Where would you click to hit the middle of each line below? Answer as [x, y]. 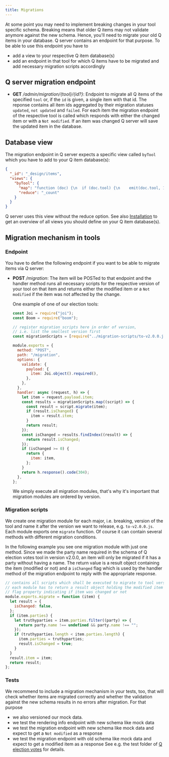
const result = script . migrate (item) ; [67, 407]
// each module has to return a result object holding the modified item [84, 587]
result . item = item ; [31, 658]
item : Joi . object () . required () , [65, 374]
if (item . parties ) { [31, 616]
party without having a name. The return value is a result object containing [82, 563]
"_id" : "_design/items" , [36, 174]
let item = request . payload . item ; [58, 397]
